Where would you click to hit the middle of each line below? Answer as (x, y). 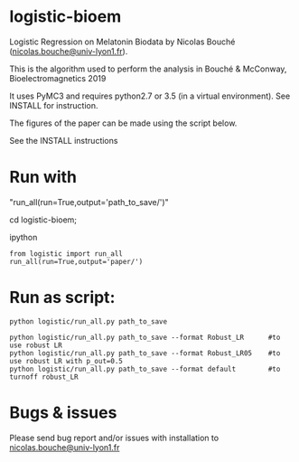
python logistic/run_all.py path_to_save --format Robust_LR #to (145, 337)
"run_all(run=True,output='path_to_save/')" (89, 202)
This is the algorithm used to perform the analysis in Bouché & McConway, (148, 69)
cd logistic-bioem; (43, 220)
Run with (43, 177)
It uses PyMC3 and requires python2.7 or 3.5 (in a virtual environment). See (150, 96)
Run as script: (62, 298)
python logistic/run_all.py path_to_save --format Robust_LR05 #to (145, 353)
